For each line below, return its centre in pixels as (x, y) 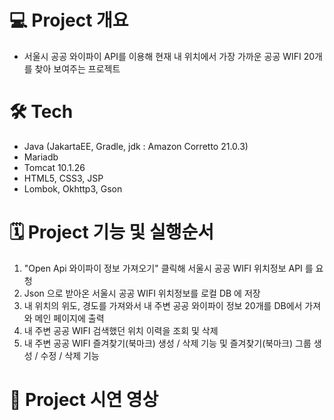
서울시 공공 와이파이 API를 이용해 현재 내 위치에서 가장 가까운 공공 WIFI (162, 56)
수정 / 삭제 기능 (70, 355)
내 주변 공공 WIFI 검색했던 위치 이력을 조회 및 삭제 (121, 330)
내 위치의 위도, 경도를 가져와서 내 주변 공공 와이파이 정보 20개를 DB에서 (163, 305)
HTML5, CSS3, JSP (63, 178)
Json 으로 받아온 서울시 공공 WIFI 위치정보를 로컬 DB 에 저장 (142, 293)
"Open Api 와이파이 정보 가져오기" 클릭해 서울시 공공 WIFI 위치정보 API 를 (168, 268)
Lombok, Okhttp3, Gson (73, 188)
